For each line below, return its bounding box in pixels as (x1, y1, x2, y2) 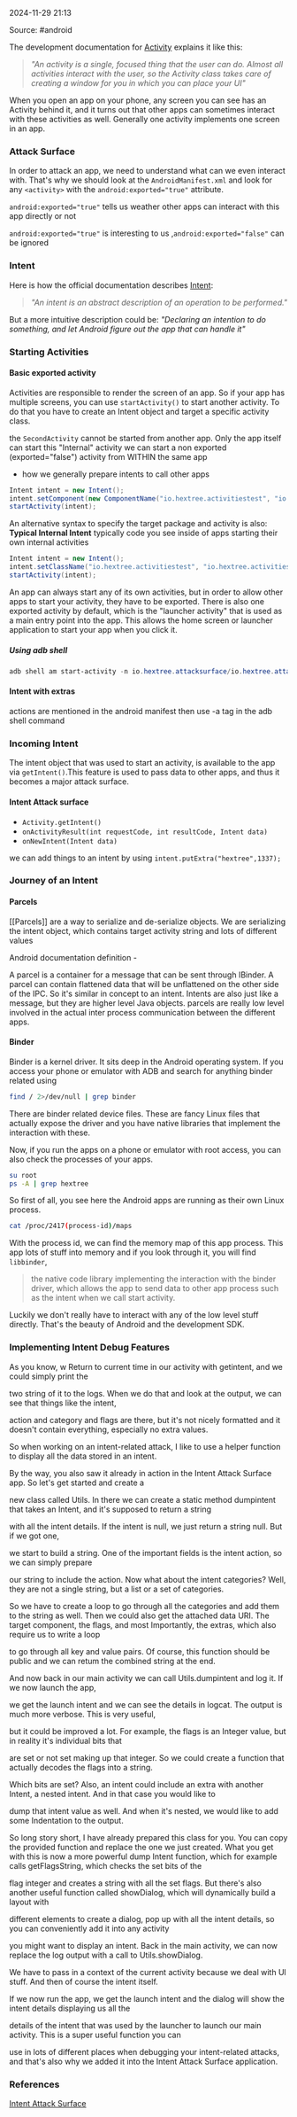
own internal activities (9, 537, 89, 548)
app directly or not (9, 211, 77, 222)
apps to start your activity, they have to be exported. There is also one (9, 595, 265, 606)
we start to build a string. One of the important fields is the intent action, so (9, 1547, 283, 1558)
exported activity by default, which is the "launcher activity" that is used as (9, 605, 283, 616)
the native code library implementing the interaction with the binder (30, 1273, 277, 1284)
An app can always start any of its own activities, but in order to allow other (9, 587, 284, 597)
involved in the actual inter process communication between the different (9, 1007, 276, 1017)
